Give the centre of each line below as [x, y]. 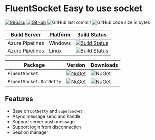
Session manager [30, 132]
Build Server [26, 34]
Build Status [92, 34]
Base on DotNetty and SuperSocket [47, 111]
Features [19, 99]
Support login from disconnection [47, 127]
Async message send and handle [46, 116]
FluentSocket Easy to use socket [74, 9]
